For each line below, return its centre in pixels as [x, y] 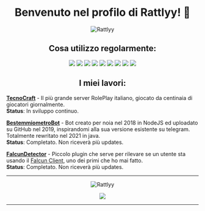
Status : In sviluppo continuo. [43, 111]
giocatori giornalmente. [36, 104]
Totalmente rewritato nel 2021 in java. [53, 135]
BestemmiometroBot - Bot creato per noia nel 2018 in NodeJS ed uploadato [102, 123]
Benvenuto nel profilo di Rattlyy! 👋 [103, 13]
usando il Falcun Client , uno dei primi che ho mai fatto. [75, 160]
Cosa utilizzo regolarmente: [103, 48]
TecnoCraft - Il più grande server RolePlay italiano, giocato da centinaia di [99, 98]
